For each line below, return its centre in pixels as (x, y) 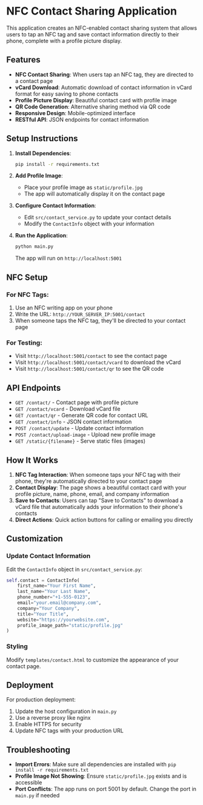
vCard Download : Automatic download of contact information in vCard (103, 87)
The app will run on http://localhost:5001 (68, 258)
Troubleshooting (38, 750)
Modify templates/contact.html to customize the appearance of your (92, 660)
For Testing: (24, 342)
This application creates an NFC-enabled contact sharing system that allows (102, 28)
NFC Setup (27, 277)
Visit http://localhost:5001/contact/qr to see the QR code (89, 369)
